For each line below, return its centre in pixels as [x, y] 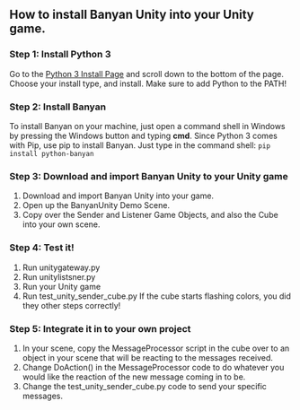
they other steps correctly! [71, 305]
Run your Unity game [62, 286]
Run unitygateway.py [61, 267]
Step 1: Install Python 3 [60, 55]
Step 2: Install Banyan [57, 107]
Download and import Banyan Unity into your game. [118, 196]
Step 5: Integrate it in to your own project [100, 328]
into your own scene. [61, 224]
